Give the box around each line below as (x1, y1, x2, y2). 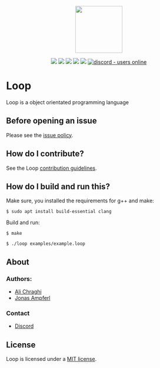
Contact (6, 309, 30, 317)
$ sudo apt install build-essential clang (6, 209, 112, 215)
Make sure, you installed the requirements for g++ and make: (6, 197, 154, 204)
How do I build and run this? (6, 181, 111, 192)
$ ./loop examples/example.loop (6, 241, 85, 247)
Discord (14, 322, 34, 330)
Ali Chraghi (14, 288, 42, 295)
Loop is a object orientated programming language (6, 98, 129, 106)
